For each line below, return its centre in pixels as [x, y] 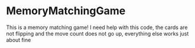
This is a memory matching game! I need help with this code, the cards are [97, 27]
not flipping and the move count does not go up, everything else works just [97, 33]
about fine [19, 40]
